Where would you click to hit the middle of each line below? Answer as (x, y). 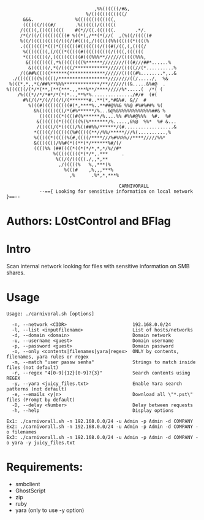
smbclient (28, 484)
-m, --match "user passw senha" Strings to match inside (104, 362)
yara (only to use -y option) (50, 510)
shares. (16, 273)
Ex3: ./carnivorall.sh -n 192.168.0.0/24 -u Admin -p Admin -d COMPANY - (103, 438)
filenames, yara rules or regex (47, 357)
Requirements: (45, 467)
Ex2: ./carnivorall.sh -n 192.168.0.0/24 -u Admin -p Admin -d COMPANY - (103, 427)
